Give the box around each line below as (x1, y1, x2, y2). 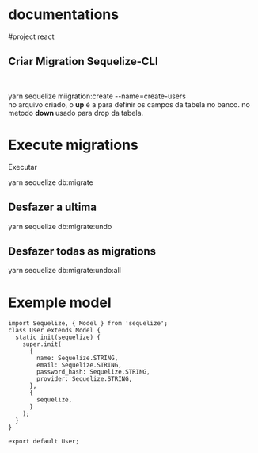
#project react (8, 32, 55, 41)
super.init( (22, 340, 62, 348)
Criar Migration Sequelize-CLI (8, 55, 158, 68)
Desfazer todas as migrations (8, 244, 157, 258)
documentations (8, 6, 120, 24)
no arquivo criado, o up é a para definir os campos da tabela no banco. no (8, 99, 251, 109)
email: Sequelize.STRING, (36, 361, 123, 370)
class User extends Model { (8, 327, 101, 335)
